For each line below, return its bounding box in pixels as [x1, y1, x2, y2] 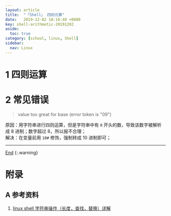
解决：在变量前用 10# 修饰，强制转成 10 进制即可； [5, 134, 111, 141]
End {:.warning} [5, 149, 38, 155]
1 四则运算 [5, 69, 47, 80]
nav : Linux [10, 45, 33, 50]
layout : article [5, 7, 40, 13]
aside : [5, 26, 19, 32]
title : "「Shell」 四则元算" [5, 12, 65, 17]
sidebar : [5, 41, 24, 46]
